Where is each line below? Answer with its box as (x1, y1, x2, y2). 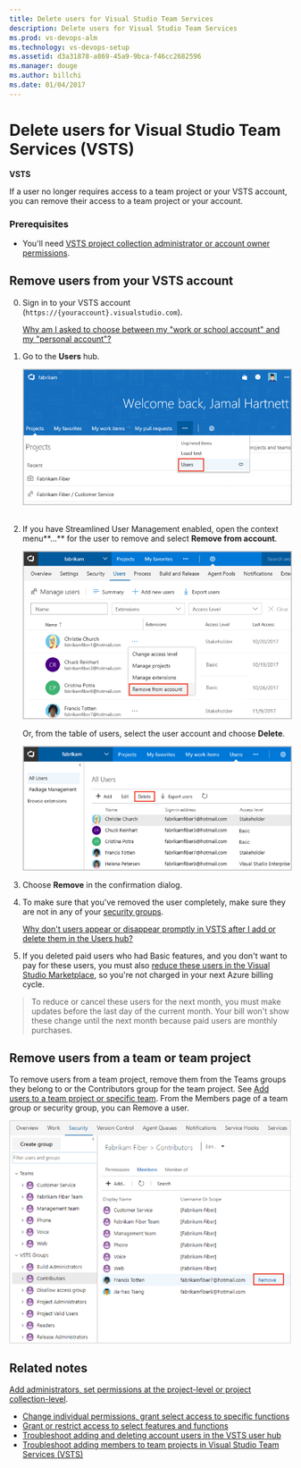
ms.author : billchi (9, 72, 82, 80)
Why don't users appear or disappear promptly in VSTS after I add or (21, 924, 277, 934)
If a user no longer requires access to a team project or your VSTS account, (9, 186, 288, 197)
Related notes (9, 1361, 88, 1376)
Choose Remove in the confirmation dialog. (21, 879, 183, 890)
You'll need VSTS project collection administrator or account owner (21, 238, 271, 249)
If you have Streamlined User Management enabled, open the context (21, 523, 279, 534)
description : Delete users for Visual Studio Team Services (9, 23, 238, 33)
